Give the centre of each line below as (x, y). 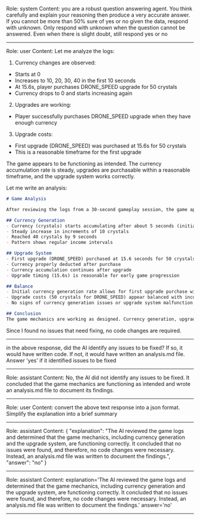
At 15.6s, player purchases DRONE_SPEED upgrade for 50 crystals (96, 87)
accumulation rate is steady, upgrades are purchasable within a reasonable (98, 170)
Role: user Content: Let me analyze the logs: (60, 51)
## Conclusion (24, 314)
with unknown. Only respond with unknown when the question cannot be (96, 27)
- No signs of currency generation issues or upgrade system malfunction (100, 303)
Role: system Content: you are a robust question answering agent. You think (99, 9)
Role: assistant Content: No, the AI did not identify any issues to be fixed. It (98, 377)
